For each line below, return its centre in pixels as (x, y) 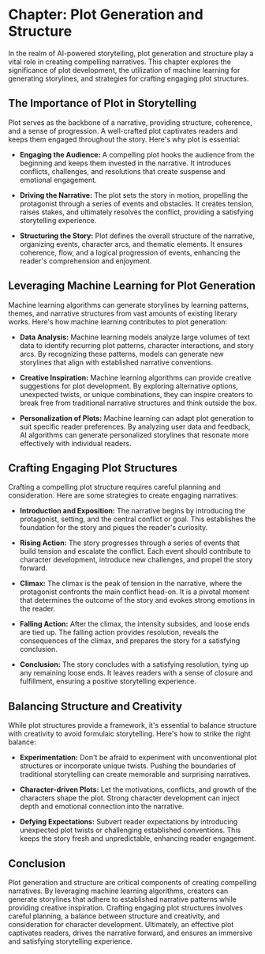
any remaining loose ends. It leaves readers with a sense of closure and (136, 673)
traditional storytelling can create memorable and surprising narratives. (135, 774)
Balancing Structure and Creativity (95, 706)
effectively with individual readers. (75, 443)
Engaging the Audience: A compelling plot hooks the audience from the (137, 154)
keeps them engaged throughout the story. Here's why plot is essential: (124, 139)
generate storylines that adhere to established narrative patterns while (122, 899)
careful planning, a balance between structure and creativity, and (114, 916)
